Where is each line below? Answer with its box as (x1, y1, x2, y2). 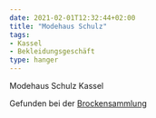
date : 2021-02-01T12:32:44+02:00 (9, 13, 136, 23)
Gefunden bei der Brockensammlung (9, 98, 147, 109)
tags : (9, 30, 30, 39)
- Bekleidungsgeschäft (9, 47, 95, 56)
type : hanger (9, 55, 59, 64)
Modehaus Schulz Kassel (9, 81, 104, 91)
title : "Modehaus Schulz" (9, 22, 107, 31)
